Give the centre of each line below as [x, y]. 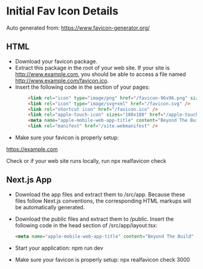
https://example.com [32, 149]
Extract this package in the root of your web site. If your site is [92, 68]
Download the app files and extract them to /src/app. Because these [100, 194]
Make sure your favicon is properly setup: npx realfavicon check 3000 [102, 259]
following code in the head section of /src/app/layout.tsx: [86, 225]
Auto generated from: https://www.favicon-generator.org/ [78, 28]
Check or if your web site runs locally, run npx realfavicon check [86, 161]
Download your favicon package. [56, 61]
